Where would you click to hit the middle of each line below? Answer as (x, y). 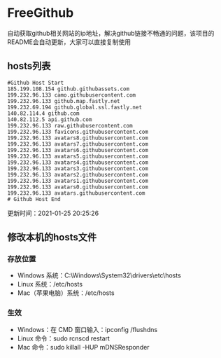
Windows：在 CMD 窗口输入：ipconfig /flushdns (87, 329)
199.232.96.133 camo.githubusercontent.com (72, 95)
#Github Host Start (36, 83)
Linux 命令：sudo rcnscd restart (64, 338)
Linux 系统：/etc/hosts (50, 284)
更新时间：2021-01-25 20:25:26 (53, 213)
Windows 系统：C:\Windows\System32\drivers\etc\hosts (99, 275)
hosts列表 (29, 66)
